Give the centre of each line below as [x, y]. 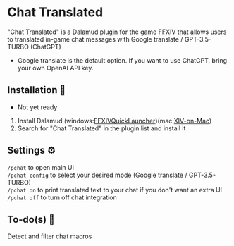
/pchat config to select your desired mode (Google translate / [98, 175]
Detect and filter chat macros [50, 236]
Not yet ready [37, 107]
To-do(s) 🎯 [31, 219]
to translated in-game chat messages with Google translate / [95, 39]
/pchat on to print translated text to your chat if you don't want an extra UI [115, 190]
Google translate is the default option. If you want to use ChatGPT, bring [122, 60]
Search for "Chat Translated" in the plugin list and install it [101, 128]
